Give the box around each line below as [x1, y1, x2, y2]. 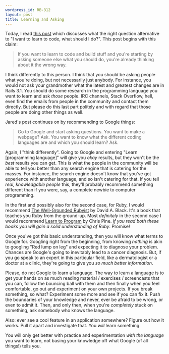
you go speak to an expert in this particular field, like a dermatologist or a [5, 255, 157, 261]
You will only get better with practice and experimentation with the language [5, 332, 164, 338]
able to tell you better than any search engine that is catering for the [5, 165, 147, 172]
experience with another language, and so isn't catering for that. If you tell [5, 176, 159, 182]
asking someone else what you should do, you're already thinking [17, 57, 154, 63]
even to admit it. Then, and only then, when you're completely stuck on [5, 302, 153, 308]
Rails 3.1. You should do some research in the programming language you [5, 88, 158, 94]
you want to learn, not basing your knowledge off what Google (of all [5, 338, 148, 344]
